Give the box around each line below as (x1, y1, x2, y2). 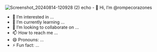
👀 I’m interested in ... (12, 14, 54, 19)
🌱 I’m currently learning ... (12, 19, 65, 25)
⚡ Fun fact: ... (12, 42, 39, 48)
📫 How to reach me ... (12, 30, 58, 35)
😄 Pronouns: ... (12, 37, 44, 42)
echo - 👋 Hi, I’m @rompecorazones (81, 5, 153, 10)
